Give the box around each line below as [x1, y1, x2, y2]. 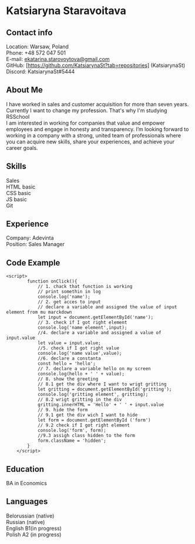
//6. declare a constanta [37, 355, 101, 362]
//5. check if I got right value [37, 345, 119, 351]
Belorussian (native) [6, 512, 55, 519]
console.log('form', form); [37, 428, 107, 434]
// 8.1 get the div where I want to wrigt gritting [37, 381, 167, 387]
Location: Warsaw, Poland [6, 43, 69, 50]
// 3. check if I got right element [37, 320, 127, 325]
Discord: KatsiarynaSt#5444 [6, 68, 75, 75]
